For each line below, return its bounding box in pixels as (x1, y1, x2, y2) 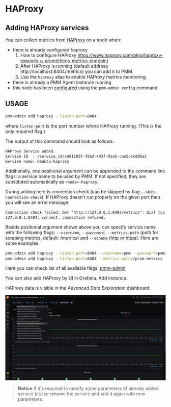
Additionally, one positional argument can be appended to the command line (5, 168, 165, 174)
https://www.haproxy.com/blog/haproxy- (77, 52, 163, 58)
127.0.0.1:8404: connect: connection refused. (5, 215, 106, 220)
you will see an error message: (5, 199, 70, 206)
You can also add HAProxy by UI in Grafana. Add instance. (5, 275, 128, 281)
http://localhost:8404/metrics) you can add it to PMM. (20, 68, 134, 74)
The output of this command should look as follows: (5, 138, 114, 144)
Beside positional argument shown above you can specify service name (5, 224, 156, 230)
